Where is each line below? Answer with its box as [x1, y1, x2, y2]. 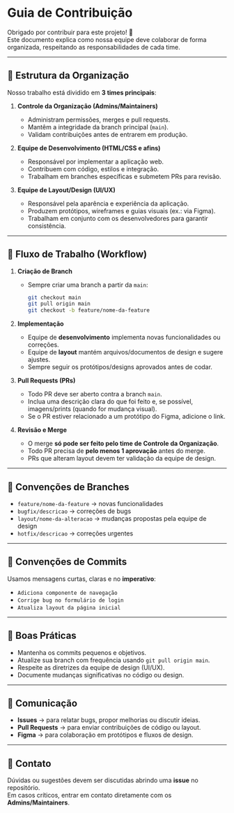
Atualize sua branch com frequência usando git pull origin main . [17, 656, 210, 664]
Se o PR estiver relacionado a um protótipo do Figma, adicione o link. [27, 412, 226, 421]
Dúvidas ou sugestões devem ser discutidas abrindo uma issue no [7, 776, 198, 784]
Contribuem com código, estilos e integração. [27, 164, 159, 173]
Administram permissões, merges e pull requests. [27, 115, 171, 124]
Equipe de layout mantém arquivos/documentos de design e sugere [27, 348, 224, 357]
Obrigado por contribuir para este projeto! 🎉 [7, 28, 134, 36]
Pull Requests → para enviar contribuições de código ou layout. [17, 724, 201, 732]
